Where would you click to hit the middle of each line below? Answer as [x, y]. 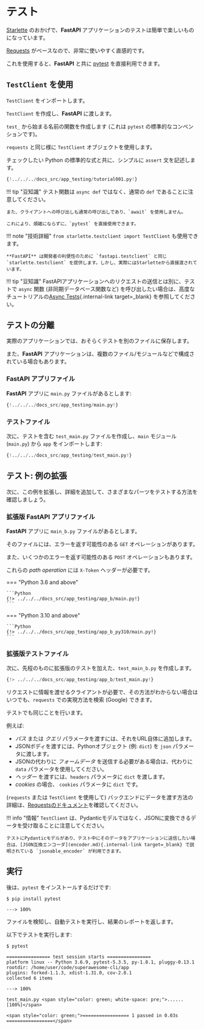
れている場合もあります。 [38, 362]
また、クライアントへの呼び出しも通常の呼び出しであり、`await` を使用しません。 [96, 212]
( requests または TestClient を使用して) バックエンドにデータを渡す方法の [100, 798]
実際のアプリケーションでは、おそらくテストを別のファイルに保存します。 [100, 341]
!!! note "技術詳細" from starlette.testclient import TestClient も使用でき [102, 236]
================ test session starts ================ [79, 957]
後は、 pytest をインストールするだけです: [59, 887]
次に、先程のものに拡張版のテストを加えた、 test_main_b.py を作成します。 [100, 668]
